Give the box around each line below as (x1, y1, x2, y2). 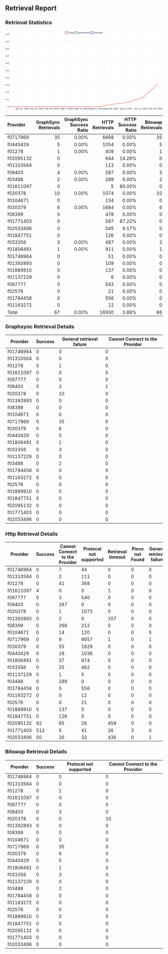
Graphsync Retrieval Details (5, 323, 74, 330)
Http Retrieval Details (5, 530, 58, 537)
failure (72, 341, 87, 347)
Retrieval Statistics (5, 19, 52, 26)
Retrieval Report (5, 4, 57, 13)
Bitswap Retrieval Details (5, 748, 67, 755)
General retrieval (61, 336, 98, 342)
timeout (109, 554, 126, 560)
